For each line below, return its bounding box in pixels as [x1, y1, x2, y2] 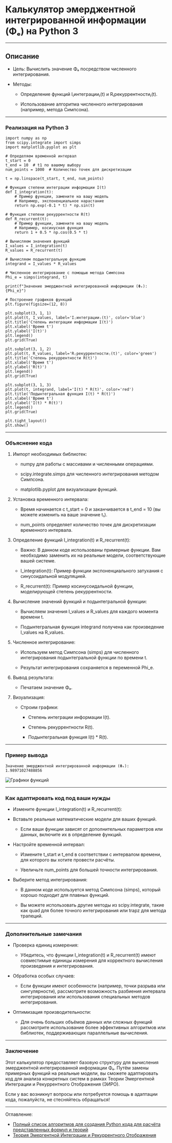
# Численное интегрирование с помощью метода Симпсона [5, 270, 125, 275]
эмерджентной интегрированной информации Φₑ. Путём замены [5, 1065, 149, 1071]
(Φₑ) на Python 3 [5, 26, 78, 37]
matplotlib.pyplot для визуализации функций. [20, 486, 118, 493]
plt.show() [5, 423, 29, 428]
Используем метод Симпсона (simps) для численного [20, 649, 139, 655]
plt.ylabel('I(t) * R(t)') [5, 400, 63, 406]
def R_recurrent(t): [5, 216, 50, 222]
